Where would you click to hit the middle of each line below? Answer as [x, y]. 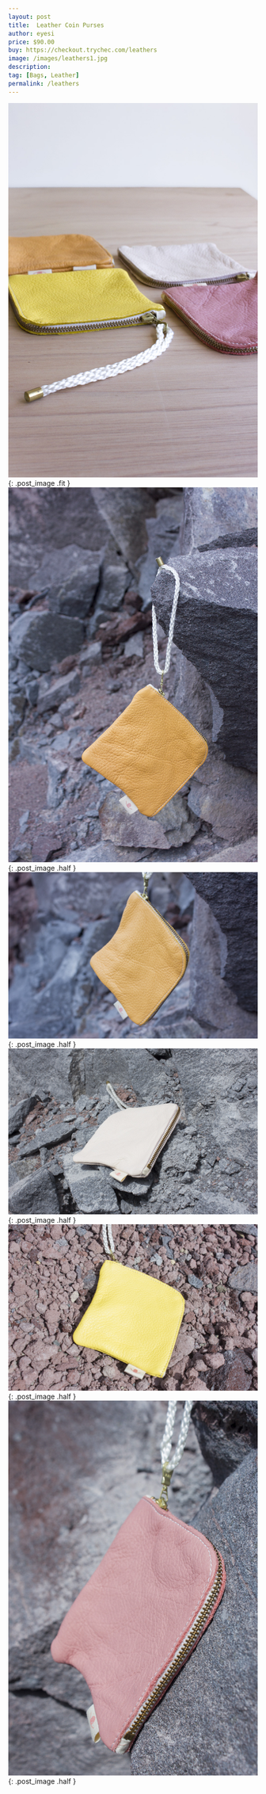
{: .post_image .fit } [40, 483]
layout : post [30, 17]
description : [30, 67]
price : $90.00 [32, 42]
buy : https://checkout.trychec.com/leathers [83, 50]
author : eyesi [32, 33]
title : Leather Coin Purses [56, 25]
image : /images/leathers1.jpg [58, 59]
